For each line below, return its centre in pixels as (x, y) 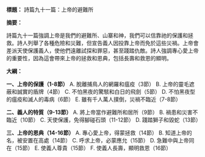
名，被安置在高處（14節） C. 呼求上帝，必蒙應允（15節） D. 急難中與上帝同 (100, 140)
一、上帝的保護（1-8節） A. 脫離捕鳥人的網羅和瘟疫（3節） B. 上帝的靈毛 (98, 84)
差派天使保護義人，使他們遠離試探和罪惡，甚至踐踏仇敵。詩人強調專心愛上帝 (103, 51)
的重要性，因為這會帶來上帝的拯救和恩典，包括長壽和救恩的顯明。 (89, 58)
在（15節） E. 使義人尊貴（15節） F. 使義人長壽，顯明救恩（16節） (89, 148)
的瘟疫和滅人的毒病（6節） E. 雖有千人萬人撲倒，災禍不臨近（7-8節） (94, 99)
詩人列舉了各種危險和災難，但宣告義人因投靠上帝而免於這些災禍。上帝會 (108, 43)
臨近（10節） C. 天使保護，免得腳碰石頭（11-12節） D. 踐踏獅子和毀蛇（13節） (104, 120)
